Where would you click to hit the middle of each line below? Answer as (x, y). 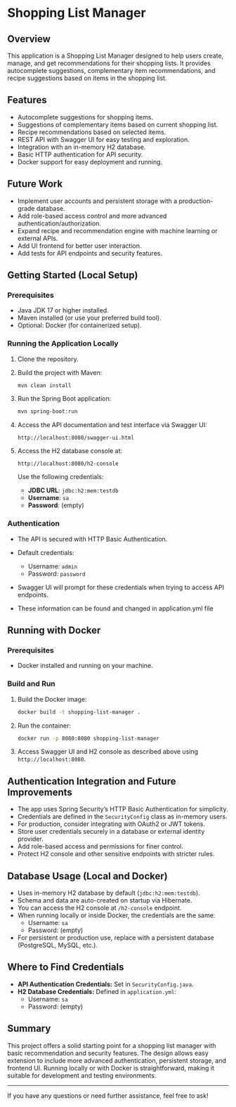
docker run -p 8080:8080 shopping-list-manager (88, 738)
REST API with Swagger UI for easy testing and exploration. (103, 139)
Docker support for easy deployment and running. (90, 162)
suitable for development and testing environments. (82, 1075)
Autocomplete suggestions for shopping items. (85, 117)
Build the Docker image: (52, 699)
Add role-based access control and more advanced (92, 216)
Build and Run (32, 684)
